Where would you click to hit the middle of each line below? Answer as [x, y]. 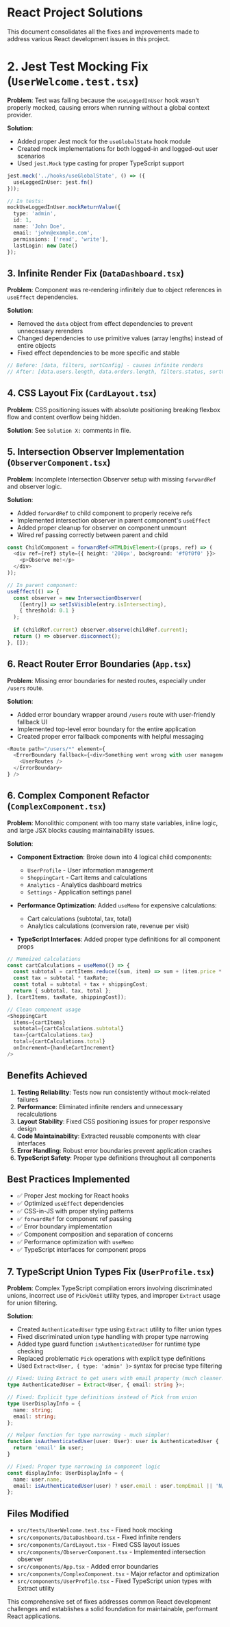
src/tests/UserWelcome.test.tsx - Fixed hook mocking [94, 1530]
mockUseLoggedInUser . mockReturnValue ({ [64, 207]
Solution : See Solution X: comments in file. [69, 430]
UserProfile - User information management [90, 870]
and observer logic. [35, 486]
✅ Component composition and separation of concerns [95, 1234]
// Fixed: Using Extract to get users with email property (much [102, 1379]
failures [28, 1100]
